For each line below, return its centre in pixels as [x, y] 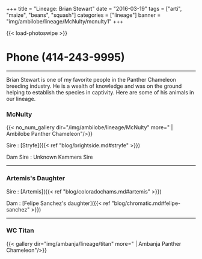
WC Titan [20, 231]
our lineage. [21, 99]
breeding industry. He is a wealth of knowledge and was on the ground [94, 86]
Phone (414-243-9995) [66, 57]
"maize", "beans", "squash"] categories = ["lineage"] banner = [84, 15]
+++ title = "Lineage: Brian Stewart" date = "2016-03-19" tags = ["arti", [94, 9]
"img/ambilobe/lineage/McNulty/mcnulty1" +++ [65, 21]
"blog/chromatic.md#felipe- [146, 203]
